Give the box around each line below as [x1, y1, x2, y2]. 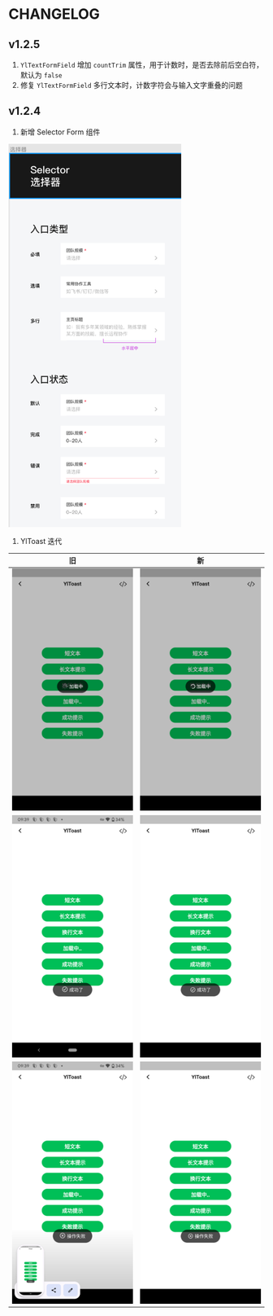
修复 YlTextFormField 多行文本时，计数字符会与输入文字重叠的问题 [19, 81, 244, 90]
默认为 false [19, 70, 63, 80]
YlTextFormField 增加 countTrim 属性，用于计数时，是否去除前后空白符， [19, 60, 264, 69]
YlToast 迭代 [19, 536, 63, 546]
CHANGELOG [8, 5, 100, 24]
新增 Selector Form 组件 [19, 127, 101, 137]
